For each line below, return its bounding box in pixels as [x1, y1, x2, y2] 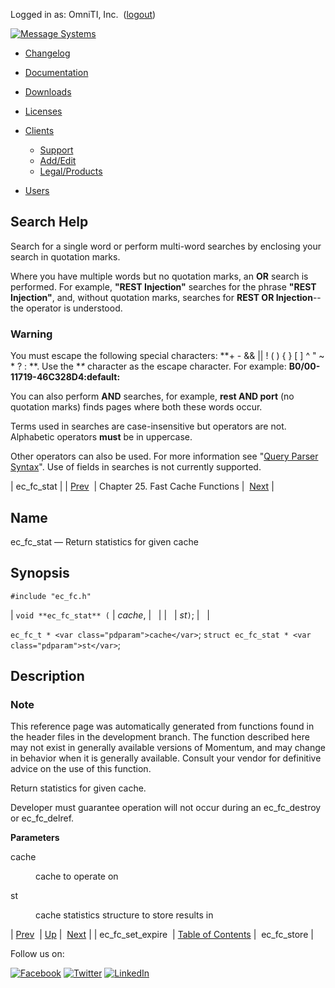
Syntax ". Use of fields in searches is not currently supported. [10, 461, 262, 473]
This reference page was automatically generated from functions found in [10, 720, 315, 733]
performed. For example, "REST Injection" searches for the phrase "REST [10, 280, 317, 293]
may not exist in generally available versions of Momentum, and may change [10, 742, 326, 754]
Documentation [24, 67, 89, 78]
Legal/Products [39, 165, 103, 177]
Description [10, 668, 85, 685]
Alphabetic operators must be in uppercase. [10, 431, 193, 443]
